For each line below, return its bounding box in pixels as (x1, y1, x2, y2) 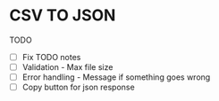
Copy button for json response (21, 82, 136, 93)
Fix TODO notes (21, 51, 81, 62)
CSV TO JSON (9, 5, 116, 26)
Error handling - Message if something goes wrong (21, 72, 211, 82)
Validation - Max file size (21, 62, 114, 72)
